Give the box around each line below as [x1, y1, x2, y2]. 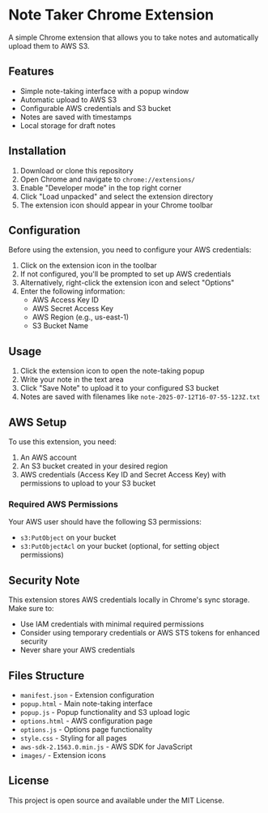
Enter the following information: [19, 286, 125, 297]
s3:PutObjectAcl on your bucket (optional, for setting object [19, 541, 220, 551]
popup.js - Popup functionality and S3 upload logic [19, 707, 190, 717]
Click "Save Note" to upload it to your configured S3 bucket [19, 383, 219, 393]
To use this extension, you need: [8, 437, 117, 447]
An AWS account [19, 452, 77, 462]
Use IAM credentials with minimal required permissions [19, 619, 205, 629]
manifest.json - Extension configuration [19, 690, 155, 700]
